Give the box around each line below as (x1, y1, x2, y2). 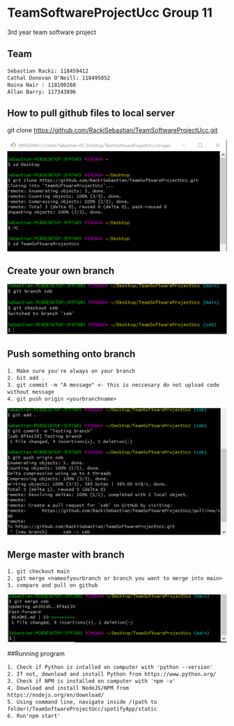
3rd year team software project (7, 28, 96, 36)
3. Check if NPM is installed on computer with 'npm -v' (7, 678, 176, 685)
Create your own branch (7, 265, 115, 277)
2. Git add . (7, 374, 45, 381)
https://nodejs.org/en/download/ (7, 692, 104, 699)
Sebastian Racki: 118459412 (7, 68, 89, 75)
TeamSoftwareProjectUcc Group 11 (7, 5, 212, 21)
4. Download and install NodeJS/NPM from (7, 685, 130, 692)
